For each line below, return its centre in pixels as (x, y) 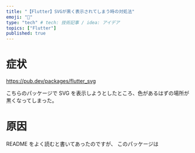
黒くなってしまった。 (32, 101)
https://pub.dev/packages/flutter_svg (51, 81)
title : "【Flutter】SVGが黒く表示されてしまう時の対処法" (70, 11)
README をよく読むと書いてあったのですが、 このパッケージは (82, 144)
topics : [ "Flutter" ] (31, 28)
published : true (26, 34)
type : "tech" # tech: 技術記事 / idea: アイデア (63, 22)
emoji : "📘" (19, 17)
